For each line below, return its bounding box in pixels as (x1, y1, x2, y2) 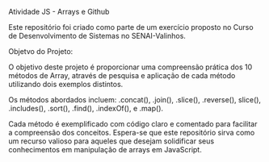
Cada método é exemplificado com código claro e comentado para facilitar (8, 119, 258, 128)
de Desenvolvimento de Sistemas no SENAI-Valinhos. (8, 31, 186, 40)
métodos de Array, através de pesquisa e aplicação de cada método (8, 71, 236, 80)
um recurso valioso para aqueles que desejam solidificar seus (8, 136, 215, 146)
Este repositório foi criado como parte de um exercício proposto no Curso (8, 23, 254, 31)
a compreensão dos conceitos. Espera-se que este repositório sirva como (8, 128, 255, 137)
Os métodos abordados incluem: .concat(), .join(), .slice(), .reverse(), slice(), (8, 95, 261, 104)
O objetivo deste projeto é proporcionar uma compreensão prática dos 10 (8, 62, 253, 72)
